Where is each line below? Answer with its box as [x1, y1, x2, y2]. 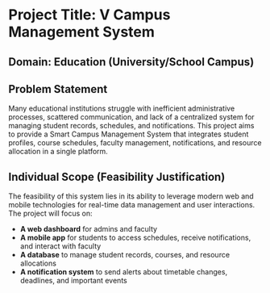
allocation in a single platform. [8, 147, 109, 157]
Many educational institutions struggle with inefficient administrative [8, 103, 235, 114]
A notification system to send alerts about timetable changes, [19, 267, 228, 277]
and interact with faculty [19, 241, 102, 251]
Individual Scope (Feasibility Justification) [8, 170, 226, 183]
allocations [19, 258, 56, 268]
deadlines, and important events [19, 276, 127, 286]
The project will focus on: [8, 208, 93, 219]
